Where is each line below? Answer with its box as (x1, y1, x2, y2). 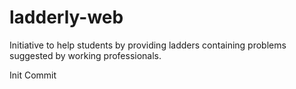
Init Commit (9, 69, 57, 81)
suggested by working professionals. (9, 49, 162, 61)
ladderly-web (9, 6, 124, 29)
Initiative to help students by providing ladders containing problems (9, 39, 287, 51)
